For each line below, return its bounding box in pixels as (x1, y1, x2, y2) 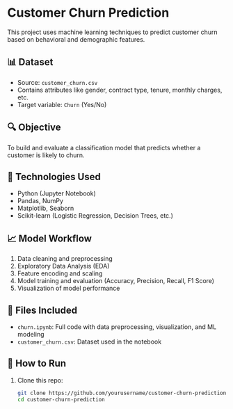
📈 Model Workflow (7, 232, 93, 244)
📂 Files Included (7, 304, 78, 316)
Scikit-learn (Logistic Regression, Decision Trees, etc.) (17, 211, 174, 220)
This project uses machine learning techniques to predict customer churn (7, 28, 218, 36)
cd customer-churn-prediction (17, 396, 106, 403)
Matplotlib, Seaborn (17, 204, 74, 213)
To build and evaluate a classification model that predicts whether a (7, 143, 201, 152)
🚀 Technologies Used (7, 170, 101, 182)
